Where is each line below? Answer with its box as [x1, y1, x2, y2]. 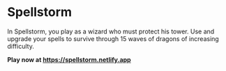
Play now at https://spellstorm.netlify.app [7, 55, 131, 63]
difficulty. [7, 42, 35, 50]
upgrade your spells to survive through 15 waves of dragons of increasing [7, 34, 220, 42]
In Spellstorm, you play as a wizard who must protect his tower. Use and [7, 27, 215, 35]
